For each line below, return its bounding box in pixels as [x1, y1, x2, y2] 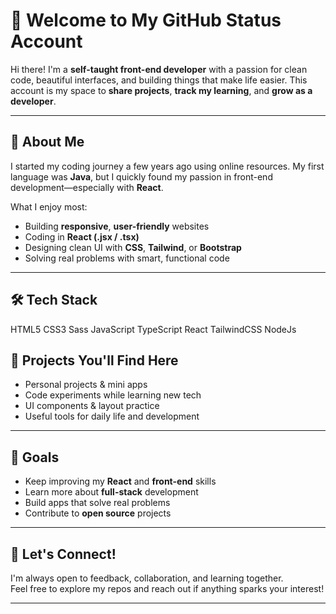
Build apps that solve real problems [24, 497, 171, 509]
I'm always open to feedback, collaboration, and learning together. [10, 572, 284, 584]
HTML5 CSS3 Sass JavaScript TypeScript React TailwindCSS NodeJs [10, 323, 297, 335]
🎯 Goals [10, 449, 60, 466]
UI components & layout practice [24, 400, 160, 412]
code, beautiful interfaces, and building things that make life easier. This [10, 74, 308, 86]
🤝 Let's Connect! [10, 545, 117, 563]
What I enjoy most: [10, 200, 88, 213]
